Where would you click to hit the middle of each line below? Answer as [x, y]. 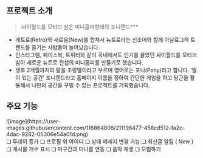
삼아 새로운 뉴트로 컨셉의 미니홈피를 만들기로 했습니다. [79, 62]
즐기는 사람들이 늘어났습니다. [66, 47]
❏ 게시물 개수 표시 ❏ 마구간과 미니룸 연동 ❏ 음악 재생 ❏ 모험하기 [84, 149]
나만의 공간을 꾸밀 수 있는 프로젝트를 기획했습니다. [91, 85]
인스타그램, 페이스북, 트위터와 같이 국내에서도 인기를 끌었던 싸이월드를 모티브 [106, 55]
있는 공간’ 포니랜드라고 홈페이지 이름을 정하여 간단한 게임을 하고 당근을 [105, 77]
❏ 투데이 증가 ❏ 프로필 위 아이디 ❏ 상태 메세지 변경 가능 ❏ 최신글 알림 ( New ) [100, 141]
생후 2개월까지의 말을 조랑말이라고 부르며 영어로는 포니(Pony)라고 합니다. [102, 70]
